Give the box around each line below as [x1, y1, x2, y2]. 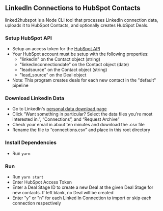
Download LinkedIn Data [5, 95, 65, 102]
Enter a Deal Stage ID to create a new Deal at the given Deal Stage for [12, 184, 154, 190]
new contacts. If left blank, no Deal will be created [12, 190, 114, 195]
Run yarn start [12, 174, 44, 179]
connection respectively [12, 200, 61, 206]
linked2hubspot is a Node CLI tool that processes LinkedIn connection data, [5, 17, 159, 23]
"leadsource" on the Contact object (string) [19, 67, 108, 73]
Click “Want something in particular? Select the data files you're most [12, 111, 153, 117]
